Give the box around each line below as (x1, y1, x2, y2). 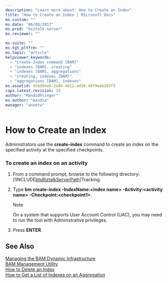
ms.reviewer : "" (5, 31, 40, 36)
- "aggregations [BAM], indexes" (10, 79, 81, 84)
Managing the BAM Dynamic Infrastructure (5, 255, 96, 262)
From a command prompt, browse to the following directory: (12, 171, 140, 177)
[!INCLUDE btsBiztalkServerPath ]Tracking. (12, 177, 101, 183)
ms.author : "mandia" (5, 98, 50, 103)
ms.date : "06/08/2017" (5, 21, 54, 27)
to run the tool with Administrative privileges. (12, 217, 108, 223)
